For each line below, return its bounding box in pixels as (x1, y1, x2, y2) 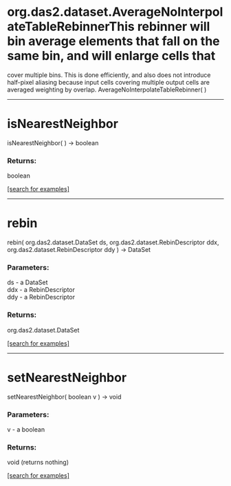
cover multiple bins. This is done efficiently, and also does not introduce (7, 70, 211, 79)
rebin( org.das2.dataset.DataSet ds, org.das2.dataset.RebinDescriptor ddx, (7, 238, 219, 246)
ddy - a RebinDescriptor (7, 293, 76, 302)
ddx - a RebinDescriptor (7, 286, 76, 294)
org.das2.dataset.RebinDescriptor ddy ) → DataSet (7, 246, 151, 254)
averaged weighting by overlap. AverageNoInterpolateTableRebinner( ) (7, 85, 207, 94)
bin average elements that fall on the (7, 34, 220, 49)
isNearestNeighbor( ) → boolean (7, 138, 99, 147)
